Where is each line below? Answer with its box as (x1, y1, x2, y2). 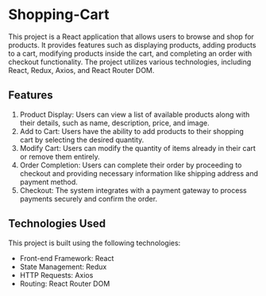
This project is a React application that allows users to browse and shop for (8, 32, 254, 41)
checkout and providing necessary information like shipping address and (19, 168, 258, 178)
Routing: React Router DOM (19, 279, 110, 288)
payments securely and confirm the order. (19, 194, 157, 203)
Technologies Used (8, 217, 106, 231)
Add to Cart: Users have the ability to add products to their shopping (19, 126, 245, 136)
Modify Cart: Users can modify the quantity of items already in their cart (19, 143, 256, 152)
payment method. (19, 177, 78, 186)
